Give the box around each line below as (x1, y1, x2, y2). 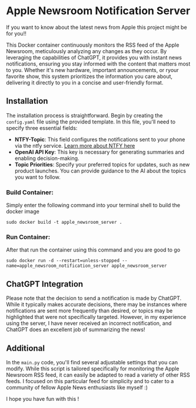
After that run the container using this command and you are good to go (6, 246, 181, 253)
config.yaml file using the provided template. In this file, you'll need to (6, 118, 175, 125)
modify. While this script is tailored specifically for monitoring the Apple (6, 365, 180, 372)
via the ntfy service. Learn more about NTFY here (14, 142, 135, 149)
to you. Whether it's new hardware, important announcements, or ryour (6, 66, 179, 73)
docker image (6, 208, 39, 215)
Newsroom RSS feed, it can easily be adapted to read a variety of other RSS (6, 371, 190, 378)
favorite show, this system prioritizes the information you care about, (6, 73, 172, 80)
